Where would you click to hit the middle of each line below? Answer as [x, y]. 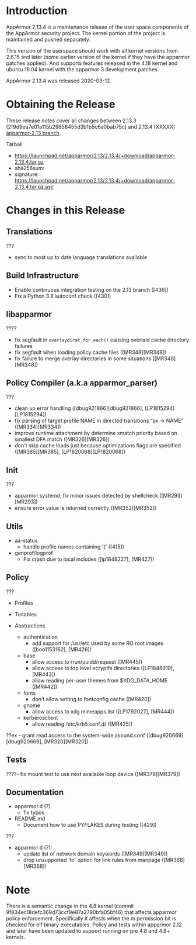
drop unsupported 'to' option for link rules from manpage [92, 860]
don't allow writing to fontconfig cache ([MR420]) [92, 699]
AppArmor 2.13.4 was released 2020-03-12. [59, 81]
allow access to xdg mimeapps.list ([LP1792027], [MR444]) [103, 711]
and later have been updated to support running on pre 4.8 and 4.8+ [88, 931]
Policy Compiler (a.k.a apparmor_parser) [82, 383]
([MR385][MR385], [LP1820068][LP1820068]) [70, 452]
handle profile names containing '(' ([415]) [73, 546]
